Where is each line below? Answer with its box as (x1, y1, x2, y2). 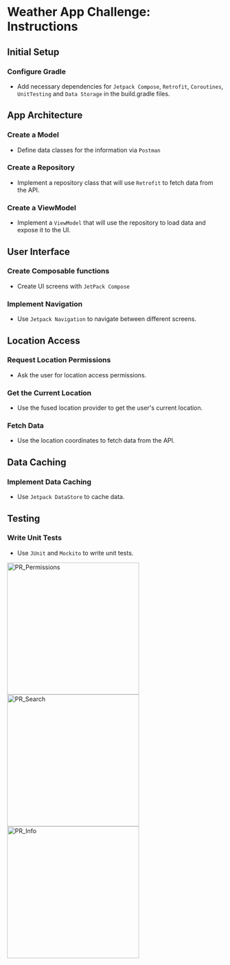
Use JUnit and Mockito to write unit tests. (16, 548, 134, 557)
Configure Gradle (7, 67, 67, 76)
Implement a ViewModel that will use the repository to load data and (16, 219, 206, 227)
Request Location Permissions (7, 355, 111, 365)
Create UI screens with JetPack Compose (16, 282, 130, 290)
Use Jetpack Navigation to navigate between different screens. (16, 315, 197, 323)
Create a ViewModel (7, 203, 77, 212)
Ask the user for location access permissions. (16, 370, 147, 379)
